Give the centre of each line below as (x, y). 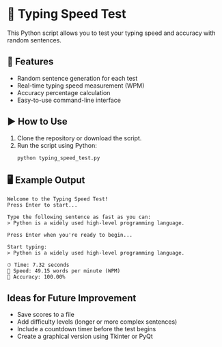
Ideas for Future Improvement (72, 298)
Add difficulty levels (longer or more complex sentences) (97, 322)
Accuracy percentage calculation (64, 92)
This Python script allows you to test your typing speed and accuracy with (111, 33)
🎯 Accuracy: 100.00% (37, 277)
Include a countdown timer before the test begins (86, 329)
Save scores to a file (46, 315)
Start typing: (27, 247)
